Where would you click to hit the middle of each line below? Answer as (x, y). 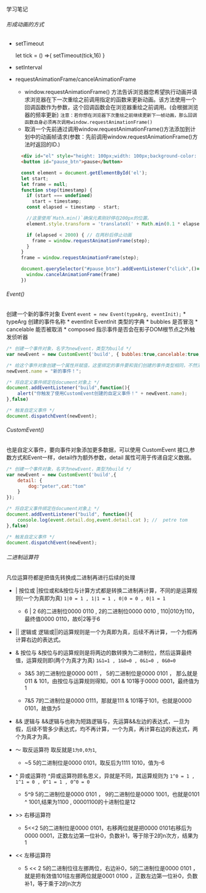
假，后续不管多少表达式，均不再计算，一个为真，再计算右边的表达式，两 (106, 729)
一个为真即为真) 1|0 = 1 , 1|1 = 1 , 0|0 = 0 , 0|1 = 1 (94, 598)
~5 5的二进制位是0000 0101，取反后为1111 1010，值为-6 (94, 762)
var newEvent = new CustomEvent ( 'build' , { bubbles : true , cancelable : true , (104, 354)
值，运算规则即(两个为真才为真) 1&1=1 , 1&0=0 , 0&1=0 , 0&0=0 (95, 660)
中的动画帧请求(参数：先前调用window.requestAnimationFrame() (111, 137)
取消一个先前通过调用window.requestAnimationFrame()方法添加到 (107, 129)
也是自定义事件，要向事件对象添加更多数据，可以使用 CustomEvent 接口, (98, 449)
